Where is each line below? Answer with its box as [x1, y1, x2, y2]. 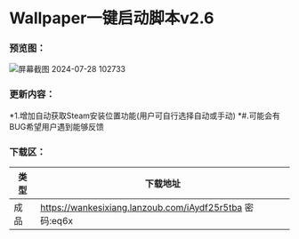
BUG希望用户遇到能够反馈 [9, 121, 105, 131]
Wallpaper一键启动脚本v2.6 [9, 8, 214, 28]
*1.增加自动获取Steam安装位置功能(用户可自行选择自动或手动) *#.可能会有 [9, 110, 280, 121]
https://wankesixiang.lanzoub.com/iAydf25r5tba [39, 202, 243, 214]
